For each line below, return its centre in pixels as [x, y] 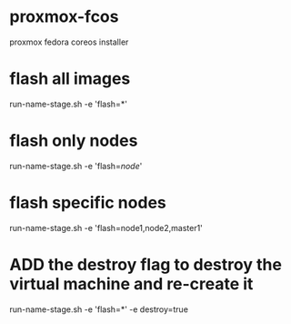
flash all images [70, 79]
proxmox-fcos [64, 17]
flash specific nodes [88, 203]
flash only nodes [74, 141]
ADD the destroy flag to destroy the [145, 264]
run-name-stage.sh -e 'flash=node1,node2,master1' [106, 228]
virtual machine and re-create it [131, 283]
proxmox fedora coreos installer [69, 42]
